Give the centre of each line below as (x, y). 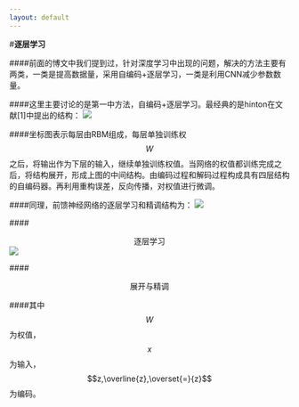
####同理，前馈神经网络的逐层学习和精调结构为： (101, 205)
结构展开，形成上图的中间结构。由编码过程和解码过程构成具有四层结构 (161, 175)
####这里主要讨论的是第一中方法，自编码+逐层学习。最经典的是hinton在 (142, 104)
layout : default (39, 17)
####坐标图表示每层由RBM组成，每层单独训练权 (98, 134)
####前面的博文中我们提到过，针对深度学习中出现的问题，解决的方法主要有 (148, 62)
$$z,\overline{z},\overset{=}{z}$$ (149, 379)
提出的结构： (57, 115)
